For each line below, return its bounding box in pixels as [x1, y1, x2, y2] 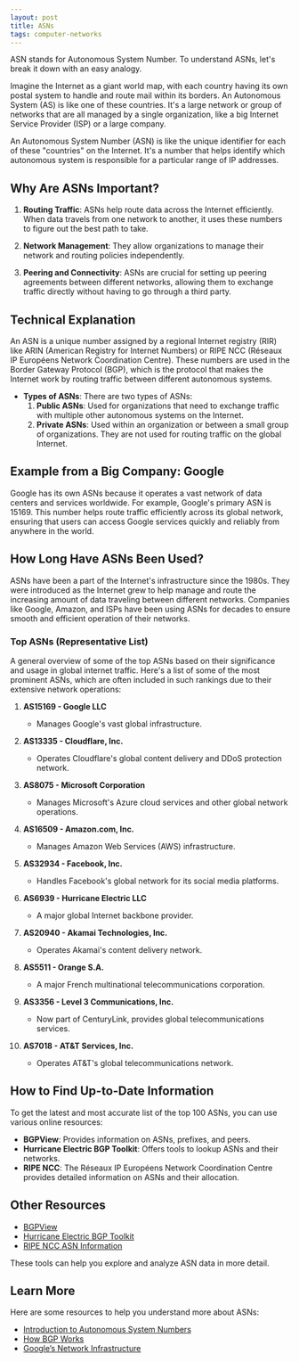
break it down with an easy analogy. [10, 63, 142, 74]
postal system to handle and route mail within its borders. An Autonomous [10, 90, 281, 101]
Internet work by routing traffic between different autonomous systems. [10, 373, 272, 384]
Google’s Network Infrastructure [22, 1343, 141, 1354]
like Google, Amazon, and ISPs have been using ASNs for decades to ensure [10, 603, 291, 614]
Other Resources [10, 1198, 106, 1213]
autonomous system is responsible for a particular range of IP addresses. [10, 155, 279, 166]
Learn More [10, 1283, 76, 1298]
